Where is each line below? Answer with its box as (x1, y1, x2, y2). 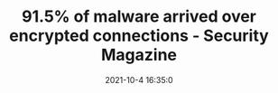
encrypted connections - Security (9, 25, 269, 46)
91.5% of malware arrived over (22, 6, 256, 27)
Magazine (100, 45, 178, 65)
